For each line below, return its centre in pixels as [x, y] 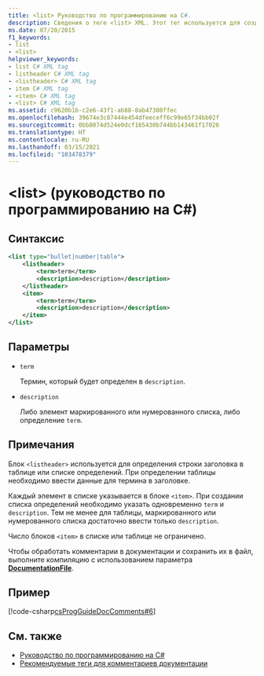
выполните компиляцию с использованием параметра [101, 560]
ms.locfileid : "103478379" [52, 154]
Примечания [41, 445]
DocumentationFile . [41, 568]
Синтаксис [36, 239]
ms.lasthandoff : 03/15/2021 [54, 147]
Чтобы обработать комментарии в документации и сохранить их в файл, [131, 551]
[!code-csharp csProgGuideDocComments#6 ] [82, 612]
